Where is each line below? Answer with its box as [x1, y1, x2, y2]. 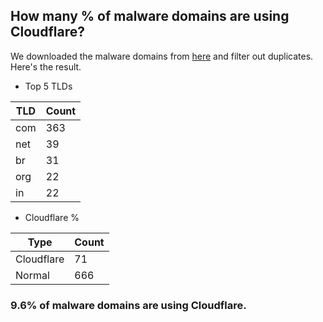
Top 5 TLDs [24, 80, 73, 92]
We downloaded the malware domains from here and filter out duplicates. [10, 50, 314, 62]
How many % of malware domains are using [10, 8, 290, 25]
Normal [15, 268, 50, 282]
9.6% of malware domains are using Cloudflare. [10, 298, 247, 312]
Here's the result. [10, 60, 82, 73]
